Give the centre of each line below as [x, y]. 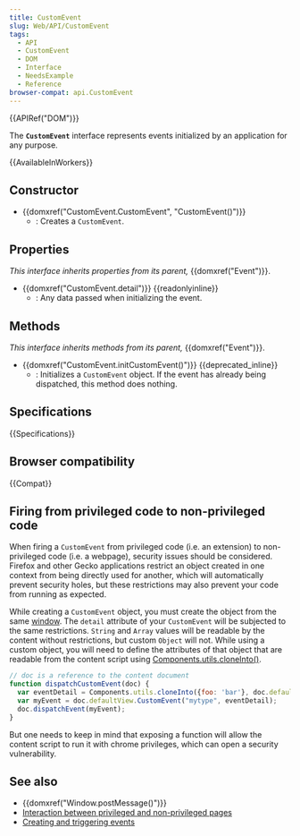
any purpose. [33, 145]
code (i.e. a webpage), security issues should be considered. [160, 557]
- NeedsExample [46, 76]
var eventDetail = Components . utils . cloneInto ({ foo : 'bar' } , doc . [143, 693]
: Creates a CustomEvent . [80, 221]
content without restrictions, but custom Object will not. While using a [137, 640]
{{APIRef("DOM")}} [45, 118]
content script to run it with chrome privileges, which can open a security [144, 744]
